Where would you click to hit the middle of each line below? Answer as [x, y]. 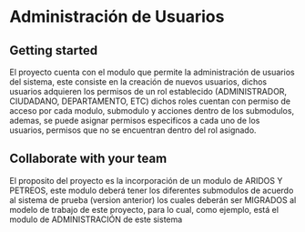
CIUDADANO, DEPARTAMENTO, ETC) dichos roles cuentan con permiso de [150, 101]
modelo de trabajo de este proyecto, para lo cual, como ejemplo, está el [144, 209]
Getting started [54, 50]
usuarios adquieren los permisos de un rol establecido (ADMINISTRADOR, [148, 91]
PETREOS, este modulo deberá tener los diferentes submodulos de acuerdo [152, 190]
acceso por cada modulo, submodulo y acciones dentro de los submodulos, [152, 111]
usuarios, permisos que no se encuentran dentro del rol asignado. [133, 130]
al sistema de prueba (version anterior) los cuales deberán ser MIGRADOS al [153, 200]
